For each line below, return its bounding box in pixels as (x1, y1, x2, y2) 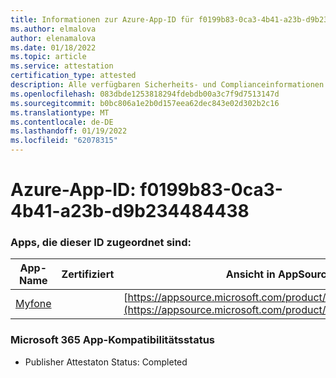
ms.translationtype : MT (10, 107, 110, 118)
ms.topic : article (10, 52, 87, 62)
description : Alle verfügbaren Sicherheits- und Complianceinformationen (10, 80, 325, 90)
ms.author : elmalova (10, 24, 97, 34)
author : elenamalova (10, 33, 97, 43)
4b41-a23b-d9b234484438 (10, 200, 250, 223)
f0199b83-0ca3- (139, 179, 283, 201)
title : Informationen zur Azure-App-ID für (10, 14, 195, 25)
